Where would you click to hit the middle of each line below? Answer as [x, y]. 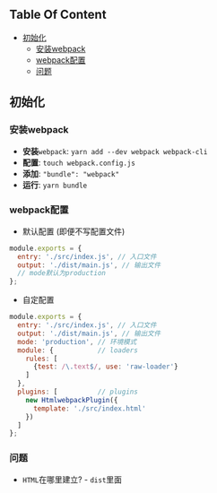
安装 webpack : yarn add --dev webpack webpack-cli [115, 151]
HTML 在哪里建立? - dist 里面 [72, 480]
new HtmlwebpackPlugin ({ [72, 400]
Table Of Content [58, 15]
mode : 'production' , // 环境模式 [77, 342]
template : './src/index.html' [89, 408]
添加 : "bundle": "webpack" [70, 173]
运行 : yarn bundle [55, 185]
